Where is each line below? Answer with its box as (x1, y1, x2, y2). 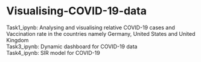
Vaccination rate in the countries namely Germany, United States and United (6, 30, 196, 37)
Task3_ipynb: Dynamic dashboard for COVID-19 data (6, 43, 138, 50)
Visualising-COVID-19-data (6, 4, 147, 18)
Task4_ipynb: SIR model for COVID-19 (6, 49, 101, 56)
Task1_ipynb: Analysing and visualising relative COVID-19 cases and (6, 24, 175, 31)
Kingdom (6, 36, 29, 44)
